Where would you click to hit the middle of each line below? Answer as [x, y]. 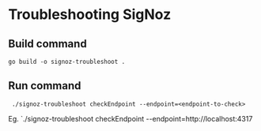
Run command [45, 86]
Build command [47, 44]
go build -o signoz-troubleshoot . [67, 62]
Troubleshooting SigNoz [90, 15]
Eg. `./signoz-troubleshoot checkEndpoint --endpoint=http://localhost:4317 [130, 118]
